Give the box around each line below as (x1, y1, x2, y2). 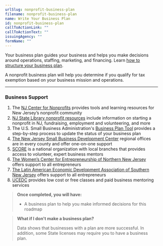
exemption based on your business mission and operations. (5, 77, 124, 83)
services (12, 182, 30, 188)
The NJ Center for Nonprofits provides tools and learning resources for (12, 105, 154, 111)
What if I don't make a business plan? (16, 216, 94, 222)
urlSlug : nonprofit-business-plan (5, 7, 75, 12)
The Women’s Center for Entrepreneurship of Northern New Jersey (12, 157, 147, 162)
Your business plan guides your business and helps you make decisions (5, 52, 149, 58)
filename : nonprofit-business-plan (5, 12, 77, 17)
